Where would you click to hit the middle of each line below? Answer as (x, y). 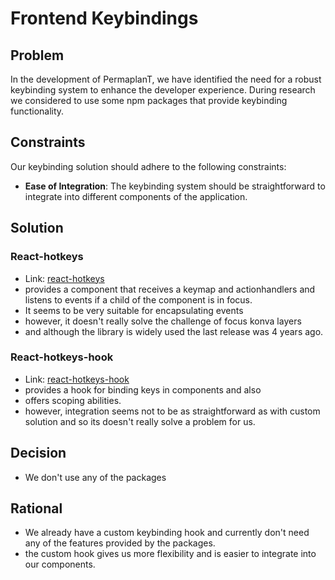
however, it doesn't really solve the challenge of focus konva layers (163, 321)
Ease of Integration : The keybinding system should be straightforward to (175, 186)
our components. (60, 564)
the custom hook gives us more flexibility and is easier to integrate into (170, 554)
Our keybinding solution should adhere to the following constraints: (148, 166)
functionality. (37, 111)
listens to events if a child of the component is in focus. (138, 299)
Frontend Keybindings (104, 18)
